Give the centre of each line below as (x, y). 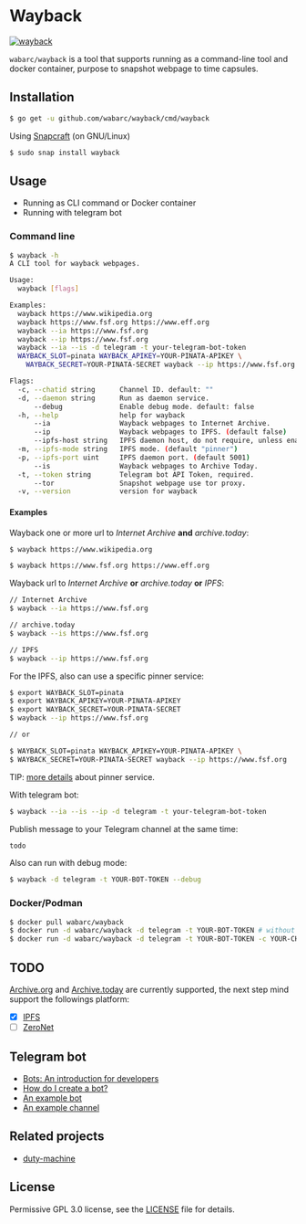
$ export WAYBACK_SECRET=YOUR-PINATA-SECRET (95, 710)
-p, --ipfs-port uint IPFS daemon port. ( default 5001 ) (134, 458)
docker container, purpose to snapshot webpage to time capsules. (134, 69)
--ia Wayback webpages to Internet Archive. (152, 424)
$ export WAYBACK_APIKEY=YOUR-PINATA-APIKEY (95, 701)
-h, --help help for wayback (101, 415)
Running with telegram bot (72, 213)
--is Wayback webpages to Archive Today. (146, 466)
